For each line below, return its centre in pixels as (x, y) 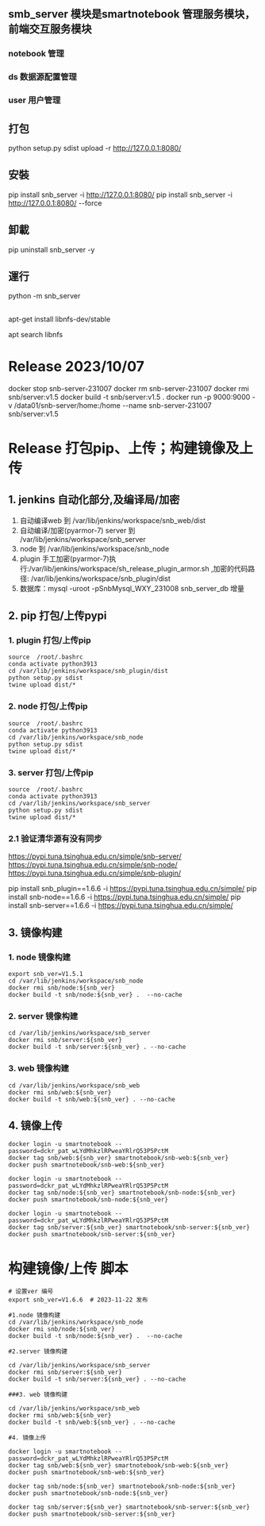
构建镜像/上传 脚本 (68, 1268)
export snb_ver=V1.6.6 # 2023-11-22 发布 (78, 1300)
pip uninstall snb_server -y (52, 249)
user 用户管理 (35, 100)
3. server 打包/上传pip (51, 772)
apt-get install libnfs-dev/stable (60, 319)
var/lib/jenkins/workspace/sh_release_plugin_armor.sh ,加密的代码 (140, 568)
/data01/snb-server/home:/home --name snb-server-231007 (113, 405)
